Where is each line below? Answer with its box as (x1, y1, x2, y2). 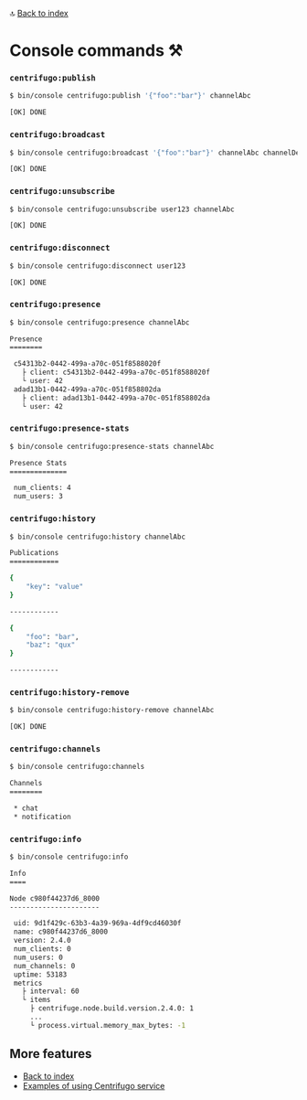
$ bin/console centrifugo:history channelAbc (9, 532, 185, 541)
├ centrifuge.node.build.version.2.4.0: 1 (29, 1004, 195, 1013)
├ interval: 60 (21, 987, 79, 996)
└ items (21, 996, 51, 1005)
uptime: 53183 (13, 969, 68, 979)
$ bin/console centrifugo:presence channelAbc (9, 317, 190, 327)
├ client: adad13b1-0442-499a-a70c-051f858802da (21, 393, 210, 402)
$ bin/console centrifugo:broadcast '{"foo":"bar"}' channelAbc (9, 148, 259, 157)
